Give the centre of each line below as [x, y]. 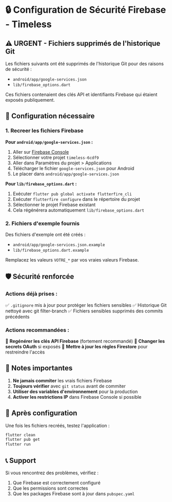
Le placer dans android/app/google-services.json [66, 174]
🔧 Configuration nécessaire [50, 116]
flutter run [18, 444]
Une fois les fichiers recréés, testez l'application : [58, 425]
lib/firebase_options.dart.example [51, 250]
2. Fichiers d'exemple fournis [42, 223]
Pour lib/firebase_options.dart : [41, 183]
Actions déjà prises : [31, 294]
